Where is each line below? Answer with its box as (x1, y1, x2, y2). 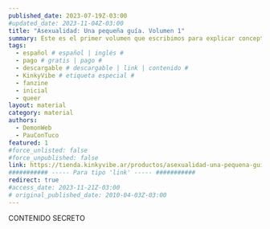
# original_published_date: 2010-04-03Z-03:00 (8, 190, 167, 199)
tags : (8, 42, 27, 50)
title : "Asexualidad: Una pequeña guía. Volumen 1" (8, 27, 185, 35)
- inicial (15, 86, 48, 95)
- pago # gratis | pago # (15, 57, 103, 65)
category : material (8, 109, 74, 117)
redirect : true (8, 176, 59, 185)
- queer (15, 94, 42, 102)
